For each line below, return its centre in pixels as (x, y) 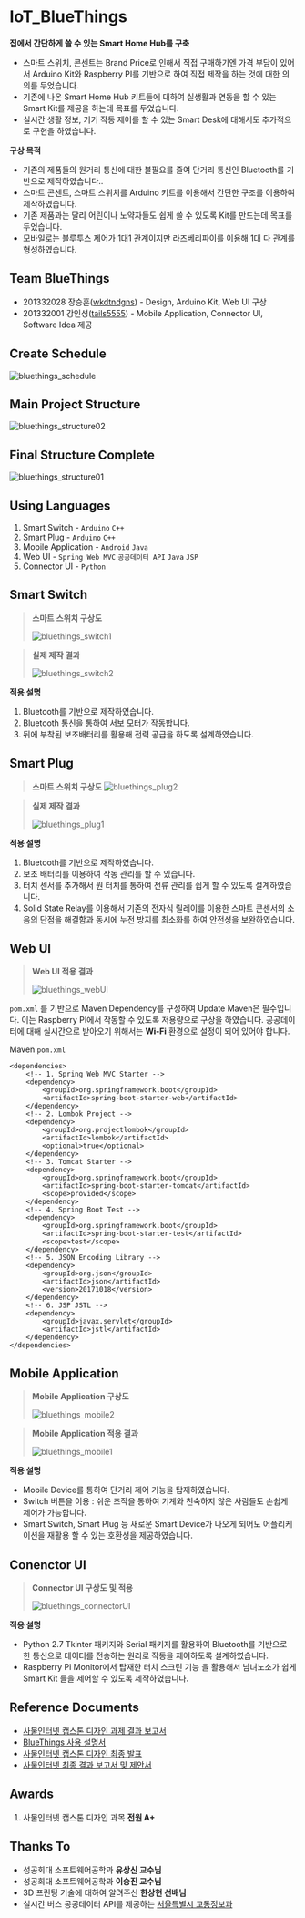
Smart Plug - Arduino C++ (69, 537)
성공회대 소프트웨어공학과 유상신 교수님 (92, 1870)
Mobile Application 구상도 (80, 1397)
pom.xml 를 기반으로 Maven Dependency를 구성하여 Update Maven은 (135, 1008)
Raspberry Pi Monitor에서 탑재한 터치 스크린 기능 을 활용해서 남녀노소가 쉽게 (159, 1667)
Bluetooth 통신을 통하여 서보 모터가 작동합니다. (106, 723)
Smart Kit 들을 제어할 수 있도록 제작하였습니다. (106, 1678)
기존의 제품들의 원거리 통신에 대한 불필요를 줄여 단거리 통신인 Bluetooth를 (153, 170)
